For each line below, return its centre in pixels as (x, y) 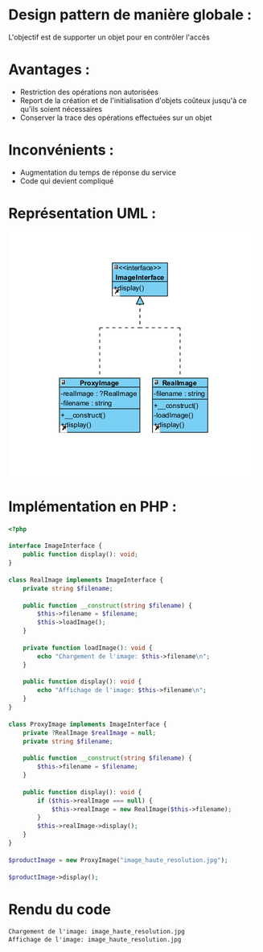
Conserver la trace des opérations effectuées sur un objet (116, 117)
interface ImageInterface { (55, 546)
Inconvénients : (61, 150)
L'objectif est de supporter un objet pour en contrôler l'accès (109, 37)
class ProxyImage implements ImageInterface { (88, 724)
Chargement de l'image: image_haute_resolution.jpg (97, 932)
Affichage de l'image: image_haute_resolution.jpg (95, 940)
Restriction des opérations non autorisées (89, 92)
